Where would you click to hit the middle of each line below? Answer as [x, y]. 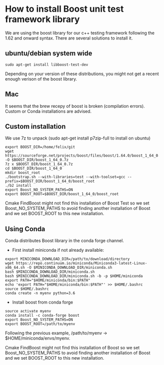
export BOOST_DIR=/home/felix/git [40, 147]
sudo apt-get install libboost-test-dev [47, 64]
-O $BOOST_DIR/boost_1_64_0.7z [37, 160]
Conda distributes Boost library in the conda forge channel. [65, 241]
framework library [42, 19]
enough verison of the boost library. [41, 79]
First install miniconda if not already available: [58, 250]
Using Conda [25, 229]
